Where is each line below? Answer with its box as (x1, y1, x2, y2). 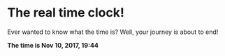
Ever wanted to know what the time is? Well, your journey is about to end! (7, 28, 219, 36)
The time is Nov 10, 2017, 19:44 (7, 41, 99, 49)
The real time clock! (7, 5, 124, 21)
